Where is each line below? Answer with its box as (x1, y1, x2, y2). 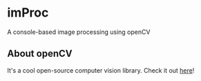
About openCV (7, 48, 73, 60)
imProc (7, 5, 49, 21)
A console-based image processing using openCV (7, 28, 151, 36)
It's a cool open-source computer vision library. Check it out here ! (7, 66, 195, 74)
